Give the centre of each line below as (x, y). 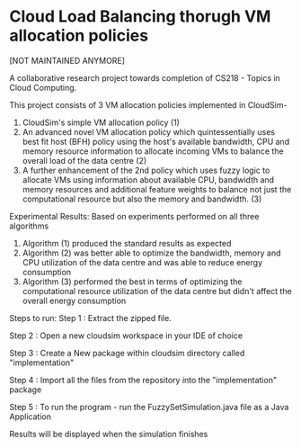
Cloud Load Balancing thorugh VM (140, 17)
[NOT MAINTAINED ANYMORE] (67, 60)
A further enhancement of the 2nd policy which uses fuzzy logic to (146, 170)
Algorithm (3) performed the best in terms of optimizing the (132, 282)
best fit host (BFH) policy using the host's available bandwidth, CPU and (156, 141)
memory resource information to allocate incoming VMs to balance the (153, 151)
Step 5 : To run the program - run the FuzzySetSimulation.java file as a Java (149, 407)
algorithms (29, 226)
